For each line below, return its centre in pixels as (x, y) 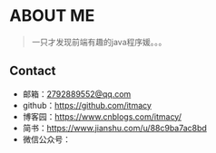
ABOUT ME (52, 16)
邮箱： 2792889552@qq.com (77, 94)
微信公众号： (46, 139)
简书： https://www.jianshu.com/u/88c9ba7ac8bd (114, 128)
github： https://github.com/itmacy (87, 105)
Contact (33, 71)
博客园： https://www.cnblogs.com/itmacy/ (102, 116)
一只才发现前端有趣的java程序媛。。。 (99, 42)
